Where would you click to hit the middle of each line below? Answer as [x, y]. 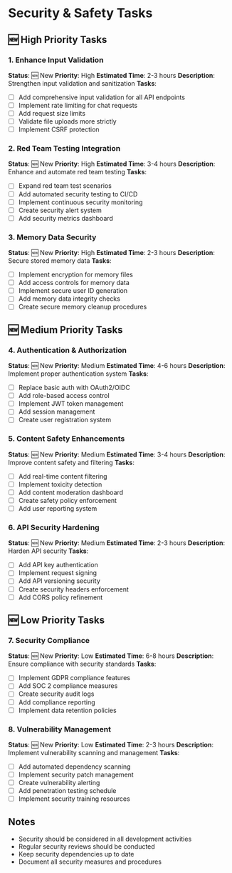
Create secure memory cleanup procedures [83, 307]
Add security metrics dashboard [65, 218]
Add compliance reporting [57, 702]
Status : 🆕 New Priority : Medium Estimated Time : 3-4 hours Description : [117, 454]
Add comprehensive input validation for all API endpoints [102, 97]
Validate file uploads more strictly [67, 121]
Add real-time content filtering [63, 476]
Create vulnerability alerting [59, 783]
